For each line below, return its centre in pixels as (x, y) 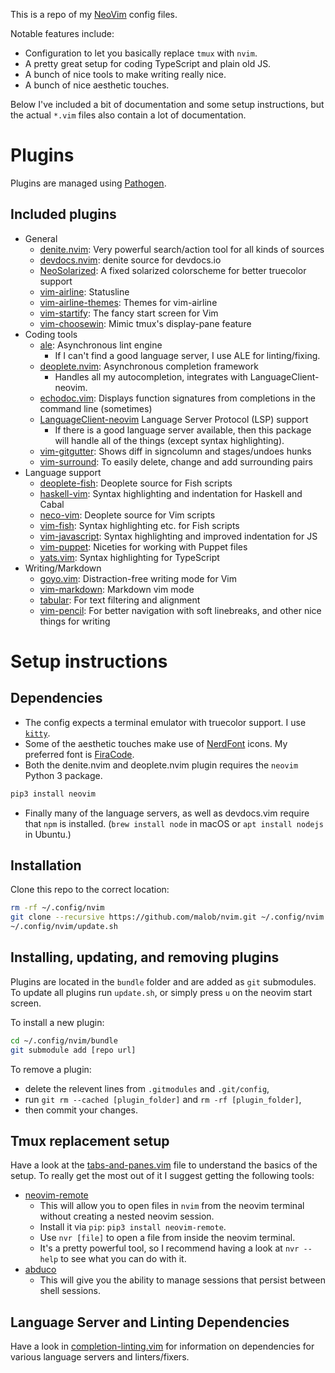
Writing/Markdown (63, 568)
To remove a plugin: (51, 1069)
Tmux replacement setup (90, 1141)
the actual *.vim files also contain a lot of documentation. (128, 115)
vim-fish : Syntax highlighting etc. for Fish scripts (139, 525)
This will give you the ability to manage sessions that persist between (182, 1280)
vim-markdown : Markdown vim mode (117, 589)
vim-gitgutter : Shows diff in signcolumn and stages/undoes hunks (175, 451)
